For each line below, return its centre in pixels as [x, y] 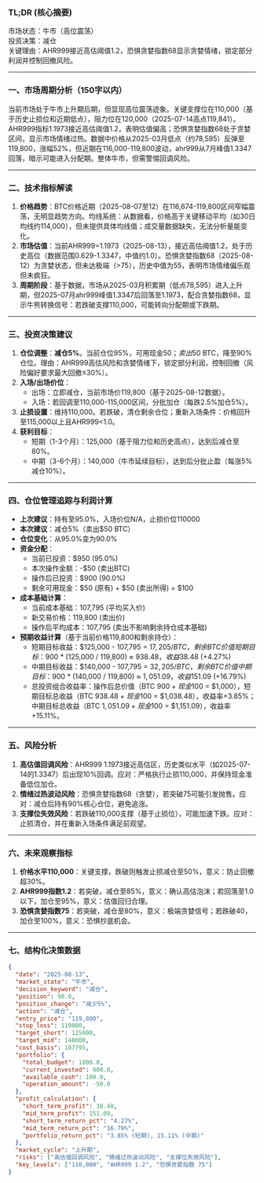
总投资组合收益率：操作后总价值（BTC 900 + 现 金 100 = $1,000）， [137, 687]
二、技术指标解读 [40, 188]
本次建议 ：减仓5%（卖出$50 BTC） [77, 529]
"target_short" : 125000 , [56, 1033]
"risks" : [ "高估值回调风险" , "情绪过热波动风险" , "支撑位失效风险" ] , [118, 1158]
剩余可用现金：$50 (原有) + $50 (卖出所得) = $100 [112, 588]
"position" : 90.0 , [46, 997]
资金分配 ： [37, 549]
